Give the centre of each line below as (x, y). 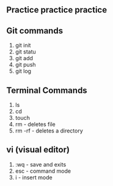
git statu (26, 52)
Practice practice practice (57, 10)
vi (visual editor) (38, 150)
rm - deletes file (35, 125)
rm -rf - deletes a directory (49, 131)
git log (23, 71)
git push (25, 65)
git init (23, 46)
